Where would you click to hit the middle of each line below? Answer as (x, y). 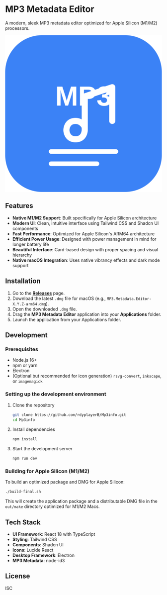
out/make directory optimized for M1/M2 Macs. (53, 506)
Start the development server (42, 449)
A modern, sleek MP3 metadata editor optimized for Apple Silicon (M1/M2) (81, 23)
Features (19, 206)
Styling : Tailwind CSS (35, 540)
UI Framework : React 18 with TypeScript (54, 534)
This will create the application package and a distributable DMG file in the (81, 501)
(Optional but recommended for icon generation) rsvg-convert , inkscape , (87, 376)
